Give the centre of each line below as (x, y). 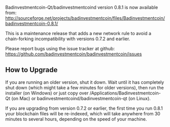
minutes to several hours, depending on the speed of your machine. (76, 119)
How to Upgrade (31, 70)
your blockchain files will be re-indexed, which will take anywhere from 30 (83, 113)
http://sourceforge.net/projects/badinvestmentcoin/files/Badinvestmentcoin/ (85, 18)
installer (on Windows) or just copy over (47, 93)
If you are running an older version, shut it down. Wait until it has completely (85, 82)
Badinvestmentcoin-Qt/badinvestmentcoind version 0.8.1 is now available (82, 7)
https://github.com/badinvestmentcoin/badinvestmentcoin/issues (74, 54)
